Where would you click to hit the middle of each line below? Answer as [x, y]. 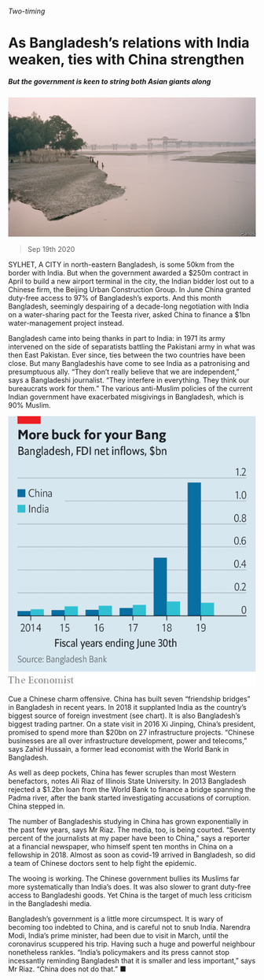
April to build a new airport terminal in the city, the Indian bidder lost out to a [131, 281]
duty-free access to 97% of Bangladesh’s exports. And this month [115, 298]
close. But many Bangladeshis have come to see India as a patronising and [129, 364]
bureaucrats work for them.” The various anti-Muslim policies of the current [130, 389]
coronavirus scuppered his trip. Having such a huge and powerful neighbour [132, 944]
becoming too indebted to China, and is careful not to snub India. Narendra [129, 927]
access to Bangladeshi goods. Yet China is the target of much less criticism [130, 895]
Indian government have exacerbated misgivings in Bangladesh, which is [126, 397]
